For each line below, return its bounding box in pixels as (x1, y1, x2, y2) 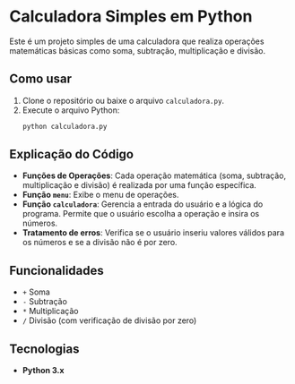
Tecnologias (9, 341, 80, 356)
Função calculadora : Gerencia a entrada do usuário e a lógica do (22, 199, 264, 209)
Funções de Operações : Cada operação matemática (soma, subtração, (22, 170, 287, 181)
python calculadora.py (22, 122, 108, 131)
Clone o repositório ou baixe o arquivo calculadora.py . (22, 95, 225, 106)
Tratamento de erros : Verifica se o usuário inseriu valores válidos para (22, 227, 285, 238)
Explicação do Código (9, 147, 134, 162)
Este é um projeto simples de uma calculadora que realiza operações (9, 36, 265, 47)
